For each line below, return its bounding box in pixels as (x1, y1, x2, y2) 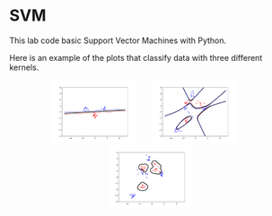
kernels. (9, 62, 39, 73)
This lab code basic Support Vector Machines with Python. (9, 35, 227, 46)
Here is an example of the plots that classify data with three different (9, 52, 263, 63)
